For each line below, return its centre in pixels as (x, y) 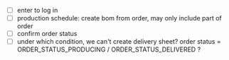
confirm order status (47, 34)
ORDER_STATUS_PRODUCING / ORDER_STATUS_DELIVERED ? (109, 49)
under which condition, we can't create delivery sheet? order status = (119, 42)
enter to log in (37, 10)
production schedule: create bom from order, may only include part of (119, 18)
